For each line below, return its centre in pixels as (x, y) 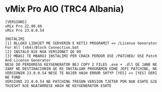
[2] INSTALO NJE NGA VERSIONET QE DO (43, 52)
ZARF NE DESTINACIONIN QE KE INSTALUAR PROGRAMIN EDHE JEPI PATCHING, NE (81, 69)
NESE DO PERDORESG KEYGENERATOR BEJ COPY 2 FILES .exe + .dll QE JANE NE (81, 64)
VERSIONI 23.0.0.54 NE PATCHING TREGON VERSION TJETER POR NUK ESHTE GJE (81, 81)
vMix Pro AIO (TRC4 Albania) (65, 9)
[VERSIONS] (16, 22)
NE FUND (13, 77)
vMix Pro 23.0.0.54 (25, 30)
